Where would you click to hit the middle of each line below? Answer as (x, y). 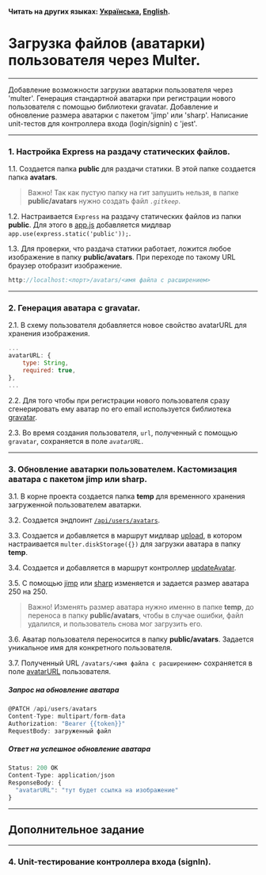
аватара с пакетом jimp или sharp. (78, 479)
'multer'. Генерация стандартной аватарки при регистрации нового (122, 98)
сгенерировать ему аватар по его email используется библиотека (120, 409)
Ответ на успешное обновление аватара (80, 749)
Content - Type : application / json (61, 776)
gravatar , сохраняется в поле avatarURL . (76, 441)
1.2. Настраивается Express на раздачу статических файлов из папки (125, 217)
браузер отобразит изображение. (65, 266)
